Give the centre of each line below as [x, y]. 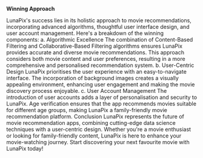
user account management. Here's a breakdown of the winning [85, 33]
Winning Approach [31, 9]
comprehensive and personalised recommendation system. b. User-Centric [100, 65]
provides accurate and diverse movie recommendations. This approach [95, 52]
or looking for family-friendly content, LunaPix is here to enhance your [94, 136]
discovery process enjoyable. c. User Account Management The [87, 91]
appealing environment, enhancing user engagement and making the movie [101, 84]
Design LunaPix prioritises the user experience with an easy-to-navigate [96, 71]
